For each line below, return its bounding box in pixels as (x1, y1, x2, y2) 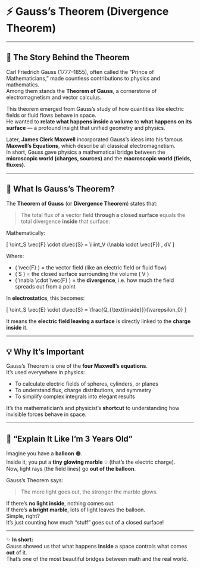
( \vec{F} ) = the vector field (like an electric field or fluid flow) (14, 263, 167, 271)
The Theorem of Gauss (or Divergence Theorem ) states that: (6, 200, 158, 207)
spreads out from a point (14, 283, 76, 290)
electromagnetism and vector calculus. (6, 94, 102, 101)
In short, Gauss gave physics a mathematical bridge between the (6, 148, 165, 156)
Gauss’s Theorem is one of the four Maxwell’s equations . (6, 362, 148, 370)
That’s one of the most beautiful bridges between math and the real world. (6, 555, 189, 563)
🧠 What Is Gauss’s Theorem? (6, 184, 115, 194)
